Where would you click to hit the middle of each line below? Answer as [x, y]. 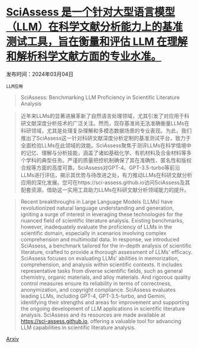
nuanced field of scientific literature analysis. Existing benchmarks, [102, 220]
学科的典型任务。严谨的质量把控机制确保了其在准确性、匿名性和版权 [109, 160]
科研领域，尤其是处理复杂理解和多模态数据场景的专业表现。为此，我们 [106, 130]
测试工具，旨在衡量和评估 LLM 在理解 [97, 42]
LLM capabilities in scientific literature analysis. [78, 327]
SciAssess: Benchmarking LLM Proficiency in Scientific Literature [100, 97]
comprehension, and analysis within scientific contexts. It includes [101, 265]
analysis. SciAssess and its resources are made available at [93, 315]
